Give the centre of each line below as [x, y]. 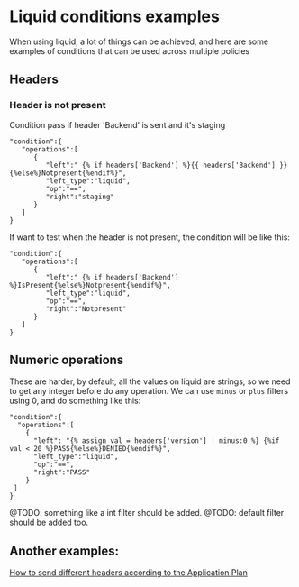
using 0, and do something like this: [75, 401]
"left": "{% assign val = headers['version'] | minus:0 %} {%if [156, 441]
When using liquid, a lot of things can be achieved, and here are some [139, 41]
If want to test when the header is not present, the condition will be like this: [150, 237]
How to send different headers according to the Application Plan [128, 573]
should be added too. [49, 523]
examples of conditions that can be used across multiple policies [130, 50]
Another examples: [64, 550]
